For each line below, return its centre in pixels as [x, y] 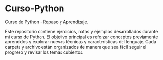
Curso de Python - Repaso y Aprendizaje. [47, 22]
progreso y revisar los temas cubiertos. [44, 52]
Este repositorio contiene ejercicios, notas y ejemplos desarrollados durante [81, 31]
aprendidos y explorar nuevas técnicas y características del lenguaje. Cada [81, 41]
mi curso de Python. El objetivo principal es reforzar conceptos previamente [81, 37]
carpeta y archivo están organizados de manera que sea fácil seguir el [76, 47]
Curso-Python [35, 9]
